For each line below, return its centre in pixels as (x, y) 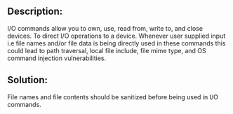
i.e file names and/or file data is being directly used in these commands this (116, 43)
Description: (35, 12)
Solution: (27, 80)
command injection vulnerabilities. (57, 58)
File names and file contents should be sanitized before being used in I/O (113, 97)
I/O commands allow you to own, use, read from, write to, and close (105, 28)
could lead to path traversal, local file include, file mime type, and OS (107, 50)
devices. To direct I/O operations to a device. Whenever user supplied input (116, 36)
